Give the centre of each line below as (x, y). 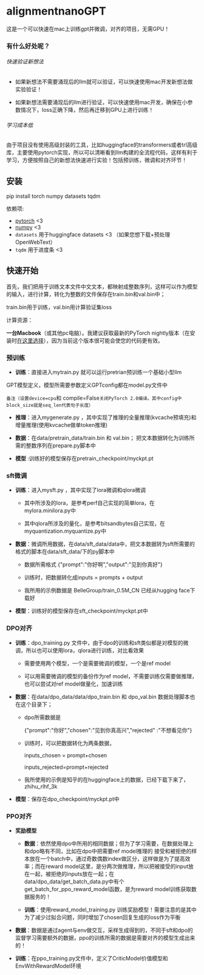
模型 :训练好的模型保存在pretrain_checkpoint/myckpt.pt (84, 459)
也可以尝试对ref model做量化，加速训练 (73, 684)
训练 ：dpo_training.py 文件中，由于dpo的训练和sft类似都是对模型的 (99, 642)
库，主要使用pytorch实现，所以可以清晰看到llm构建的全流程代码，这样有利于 (102, 153)
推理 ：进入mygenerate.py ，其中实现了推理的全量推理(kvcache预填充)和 (106, 417)
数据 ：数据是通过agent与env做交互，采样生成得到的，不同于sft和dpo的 (104, 930)
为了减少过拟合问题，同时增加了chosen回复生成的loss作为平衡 (102, 917)
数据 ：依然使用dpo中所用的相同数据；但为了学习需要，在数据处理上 (109, 844)
